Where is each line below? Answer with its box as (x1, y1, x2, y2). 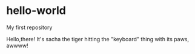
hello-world (6, 4, 67, 18)
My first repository (6, 24, 53, 31)
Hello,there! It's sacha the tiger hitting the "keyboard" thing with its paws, (6, 35, 190, 42)
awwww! (6, 42, 28, 49)
